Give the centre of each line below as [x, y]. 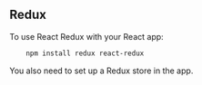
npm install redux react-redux [85, 53]
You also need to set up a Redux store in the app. [101, 71]
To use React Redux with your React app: [86, 36]
